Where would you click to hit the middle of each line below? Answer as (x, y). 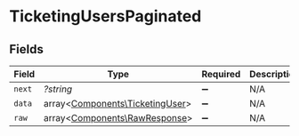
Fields (27, 49)
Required (221, 74)
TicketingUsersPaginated (105, 16)
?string (58, 89)
